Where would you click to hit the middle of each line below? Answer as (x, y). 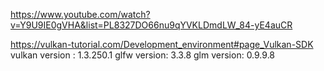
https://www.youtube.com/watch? (80, 14)
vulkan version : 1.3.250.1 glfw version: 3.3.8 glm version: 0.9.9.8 (143, 55)
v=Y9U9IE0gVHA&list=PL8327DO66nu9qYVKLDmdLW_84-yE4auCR (151, 25)
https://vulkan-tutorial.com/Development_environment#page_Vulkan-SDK (162, 44)
